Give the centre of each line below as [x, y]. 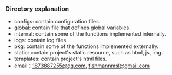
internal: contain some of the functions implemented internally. [90, 34]
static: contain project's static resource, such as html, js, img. [88, 53]
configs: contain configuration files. [57, 22]
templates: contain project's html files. [60, 59]
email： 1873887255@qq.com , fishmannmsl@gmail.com [82, 66]
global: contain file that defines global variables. [72, 28]
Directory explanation [37, 9]
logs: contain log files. [41, 40]
